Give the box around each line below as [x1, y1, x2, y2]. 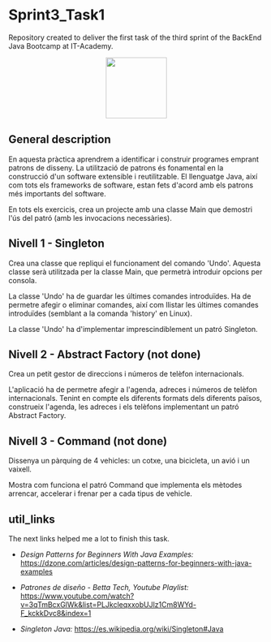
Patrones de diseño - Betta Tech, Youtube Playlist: [19, 583, 189, 592]
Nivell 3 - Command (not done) [8, 434, 168, 448]
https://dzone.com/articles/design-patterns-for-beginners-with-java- [19, 558, 252, 567]
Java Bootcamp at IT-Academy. [8, 41, 114, 50]
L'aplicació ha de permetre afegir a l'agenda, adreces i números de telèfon [8, 385, 257, 394]
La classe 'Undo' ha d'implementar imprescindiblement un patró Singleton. [8, 324, 258, 334]
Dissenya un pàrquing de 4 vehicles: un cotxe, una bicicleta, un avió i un [8, 456, 250, 466]
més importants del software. [8, 188, 107, 198]
